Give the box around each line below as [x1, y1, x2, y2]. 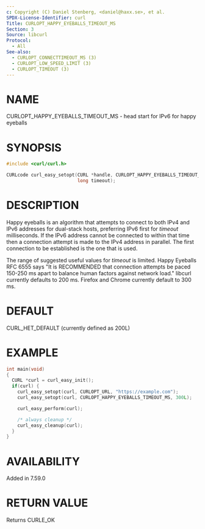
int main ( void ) [6, 366, 45, 372]
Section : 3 [6, 26, 34, 32]
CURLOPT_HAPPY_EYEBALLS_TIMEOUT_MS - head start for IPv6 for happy [6, 113, 196, 120]
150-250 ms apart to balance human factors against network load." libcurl [6, 269, 192, 276]
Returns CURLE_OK [6, 516, 55, 524]
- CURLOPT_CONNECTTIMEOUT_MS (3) [12, 55, 97, 61]
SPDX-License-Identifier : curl [6, 15, 86, 21]
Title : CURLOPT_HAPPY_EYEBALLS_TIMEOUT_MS [6, 20, 116, 26]
